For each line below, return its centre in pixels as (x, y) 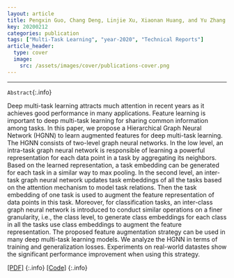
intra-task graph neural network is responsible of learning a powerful (106, 150)
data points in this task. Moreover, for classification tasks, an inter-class (110, 202)
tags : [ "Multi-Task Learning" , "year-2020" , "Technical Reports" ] (106, 40)
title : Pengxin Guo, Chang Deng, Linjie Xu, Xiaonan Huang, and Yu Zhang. (118, 20)
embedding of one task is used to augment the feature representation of (111, 195)
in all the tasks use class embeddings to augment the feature (95, 224)
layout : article (31, 14)
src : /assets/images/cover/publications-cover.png (95, 66)
